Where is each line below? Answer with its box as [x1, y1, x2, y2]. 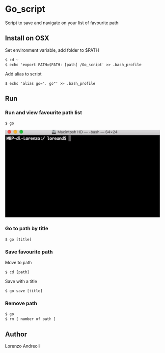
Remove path [5, 300, 38, 307]
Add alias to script [5, 71, 42, 77]
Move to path [5, 259, 32, 265]
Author [5, 330, 27, 338]
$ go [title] [5, 237, 32, 242]
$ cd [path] [5, 270, 29, 275]
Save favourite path [5, 248, 53, 255]
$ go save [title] [5, 288, 43, 293]
